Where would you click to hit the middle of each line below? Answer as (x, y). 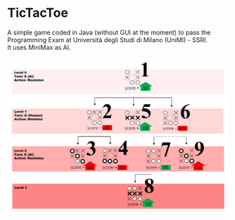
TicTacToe (38, 13)
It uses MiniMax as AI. (39, 47)
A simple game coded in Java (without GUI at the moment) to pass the (109, 32)
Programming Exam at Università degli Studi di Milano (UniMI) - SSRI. (107, 39)
